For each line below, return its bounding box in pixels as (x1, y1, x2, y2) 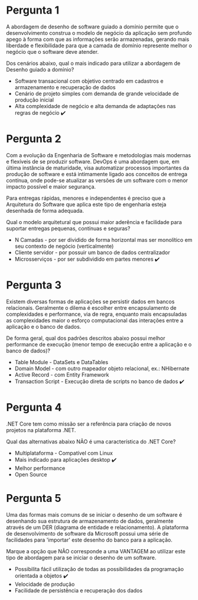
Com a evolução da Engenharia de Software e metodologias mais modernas (6, 151, 191, 158)
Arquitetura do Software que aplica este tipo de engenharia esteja (6, 200, 167, 207)
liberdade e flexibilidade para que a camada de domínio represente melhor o (6, 42, 192, 49)
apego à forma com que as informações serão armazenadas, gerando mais (6, 35, 190, 43)
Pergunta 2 (6, 132, 61, 145)
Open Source (14, 471, 47, 478)
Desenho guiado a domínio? (6, 66, 74, 73)
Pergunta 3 (6, 278, 62, 292)
